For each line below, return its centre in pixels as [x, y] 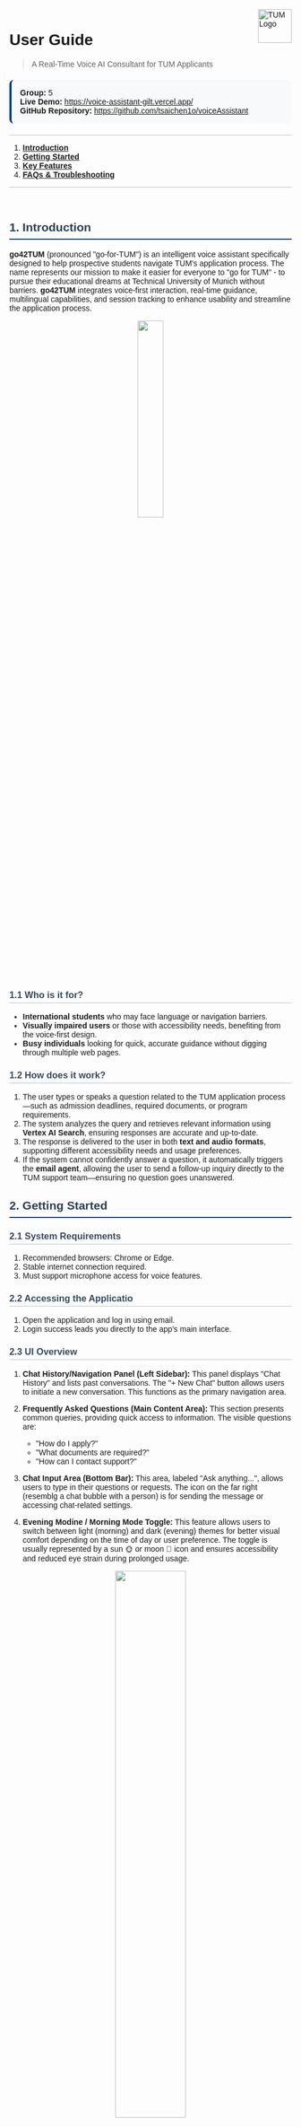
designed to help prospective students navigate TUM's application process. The [147, 263]
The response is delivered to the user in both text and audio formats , [144, 1142]
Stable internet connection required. [84, 1267]
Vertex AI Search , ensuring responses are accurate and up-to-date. [140, 1133]
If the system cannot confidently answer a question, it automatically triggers [153, 1160]
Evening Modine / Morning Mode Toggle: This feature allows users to [146, 1522]
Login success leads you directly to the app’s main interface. [127, 1329]
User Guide [52, 40]
